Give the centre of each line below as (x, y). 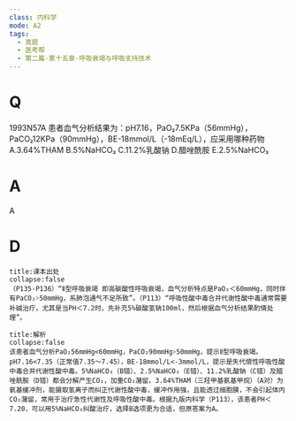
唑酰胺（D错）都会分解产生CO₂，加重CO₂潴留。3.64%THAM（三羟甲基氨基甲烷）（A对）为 (147, 380)
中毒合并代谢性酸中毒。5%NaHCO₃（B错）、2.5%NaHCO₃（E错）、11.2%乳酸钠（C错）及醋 (146, 371)
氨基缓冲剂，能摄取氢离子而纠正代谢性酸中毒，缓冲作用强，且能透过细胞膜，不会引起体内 (147, 390)
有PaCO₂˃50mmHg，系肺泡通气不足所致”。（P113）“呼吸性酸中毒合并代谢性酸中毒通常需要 (148, 298)
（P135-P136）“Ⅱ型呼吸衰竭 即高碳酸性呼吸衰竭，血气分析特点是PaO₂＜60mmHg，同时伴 (148, 288)
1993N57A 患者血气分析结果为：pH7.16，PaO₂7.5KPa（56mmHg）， (131, 127)
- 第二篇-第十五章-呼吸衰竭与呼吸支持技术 (84, 58)
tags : (19, 34)
